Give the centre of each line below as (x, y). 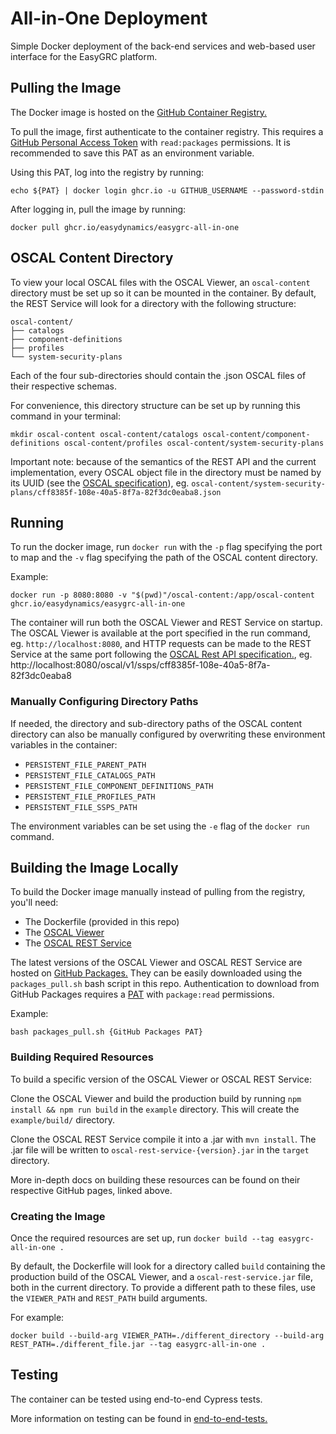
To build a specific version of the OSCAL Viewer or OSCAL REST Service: (161, 1079)
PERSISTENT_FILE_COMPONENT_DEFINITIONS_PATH (119, 786)
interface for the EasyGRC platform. (84, 56)
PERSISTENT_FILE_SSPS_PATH (81, 807)
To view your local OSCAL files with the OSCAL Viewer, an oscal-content (160, 282)
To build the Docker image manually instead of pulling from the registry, (158, 892)
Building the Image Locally (94, 868)
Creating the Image (58, 1216)
